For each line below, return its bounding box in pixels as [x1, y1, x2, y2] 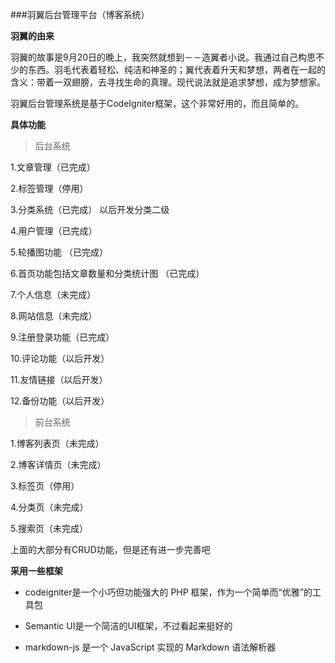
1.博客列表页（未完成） [10, 438, 105, 449]
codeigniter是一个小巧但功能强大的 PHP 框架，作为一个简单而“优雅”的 [24, 586, 313, 598]
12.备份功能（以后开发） [10, 395, 110, 407]
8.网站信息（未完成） [10, 310, 98, 322]
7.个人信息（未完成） [10, 289, 97, 300]
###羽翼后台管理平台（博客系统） [10, 9, 150, 20]
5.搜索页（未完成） [10, 523, 88, 534]
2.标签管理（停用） [10, 183, 89, 194]
